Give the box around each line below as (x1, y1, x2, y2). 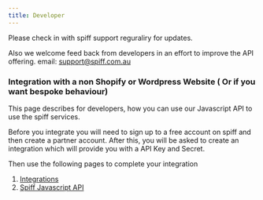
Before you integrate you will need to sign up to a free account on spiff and (8, 127, 252, 136)
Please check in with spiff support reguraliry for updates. (8, 33, 193, 42)
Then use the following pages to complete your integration (8, 158, 198, 169)
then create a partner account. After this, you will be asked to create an (8, 135, 239, 145)
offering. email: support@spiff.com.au (8, 56, 131, 66)
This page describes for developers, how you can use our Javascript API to (8, 104, 253, 113)
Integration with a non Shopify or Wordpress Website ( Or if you (8, 76, 256, 87)
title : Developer (8, 11, 65, 20)
